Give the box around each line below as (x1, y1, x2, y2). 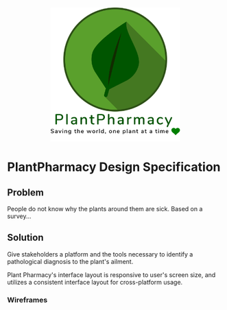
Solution (7, 232, 44, 243)
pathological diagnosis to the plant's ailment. (7, 257, 134, 265)
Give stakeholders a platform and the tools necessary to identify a (7, 250, 193, 258)
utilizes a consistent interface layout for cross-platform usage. (7, 278, 183, 286)
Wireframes (7, 295, 48, 305)
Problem (7, 187, 45, 198)
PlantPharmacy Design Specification (7, 159, 221, 175)
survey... (7, 212, 32, 220)
